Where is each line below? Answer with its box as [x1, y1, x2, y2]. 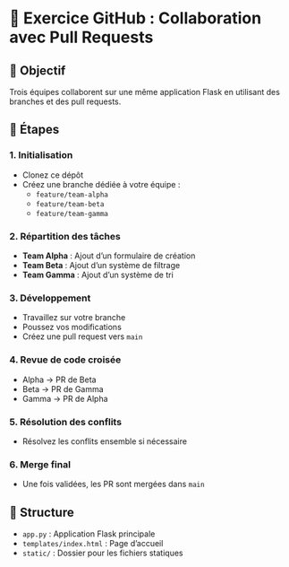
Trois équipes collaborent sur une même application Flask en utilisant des [9, 87, 280, 97]
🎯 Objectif [9, 63, 66, 78]
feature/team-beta [35, 199, 105, 209]
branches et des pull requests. [9, 96, 122, 107]
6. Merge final [9, 458, 72, 470]
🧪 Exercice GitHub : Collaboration [9, 8, 262, 29]
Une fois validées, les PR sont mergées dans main [21, 479, 205, 490]
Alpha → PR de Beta [21, 374, 97, 385]
